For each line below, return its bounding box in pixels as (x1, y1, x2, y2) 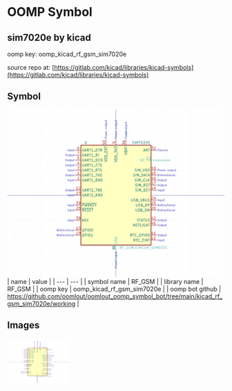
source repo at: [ (7, 64, 55, 71)
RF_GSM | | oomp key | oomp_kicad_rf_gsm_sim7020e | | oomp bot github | (7, 285, 222, 294)
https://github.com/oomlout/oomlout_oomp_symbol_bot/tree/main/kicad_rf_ (7, 292, 223, 301)
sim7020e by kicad (7, 32, 91, 44)
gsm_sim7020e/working (7, 300, 76, 308)
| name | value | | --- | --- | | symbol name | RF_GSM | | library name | (7, 278, 204, 286)
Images (7, 319, 40, 332)
